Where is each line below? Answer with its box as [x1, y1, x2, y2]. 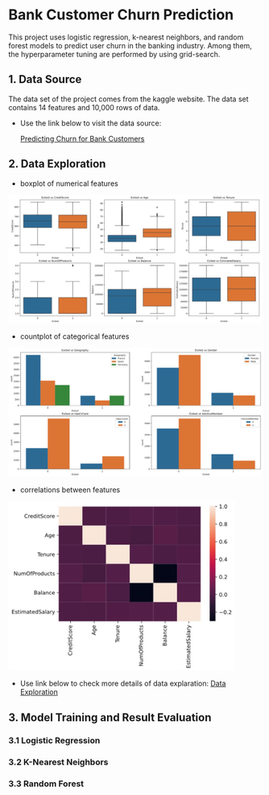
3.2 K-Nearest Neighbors [8, 756, 109, 768]
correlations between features [19, 485, 121, 495]
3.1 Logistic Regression [8, 735, 101, 746]
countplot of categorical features [19, 332, 130, 341]
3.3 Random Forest [8, 778, 85, 789]
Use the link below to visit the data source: [19, 118, 162, 128]
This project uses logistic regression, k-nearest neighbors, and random [8, 32, 244, 42]
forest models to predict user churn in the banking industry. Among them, [8, 40, 252, 50]
